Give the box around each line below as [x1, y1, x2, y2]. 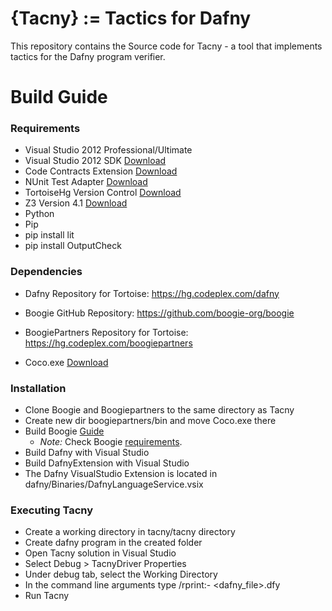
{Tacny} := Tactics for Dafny [10, 7, 252, 30]
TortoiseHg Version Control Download [24, 187, 182, 199]
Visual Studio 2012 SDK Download [24, 155, 167, 167]
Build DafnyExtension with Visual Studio [24, 457, 190, 469]
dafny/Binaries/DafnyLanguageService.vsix [24, 478, 204, 491]
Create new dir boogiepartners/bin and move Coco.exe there [24, 415, 277, 427]
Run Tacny [24, 590, 70, 602]
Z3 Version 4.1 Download [24, 197, 128, 209]
